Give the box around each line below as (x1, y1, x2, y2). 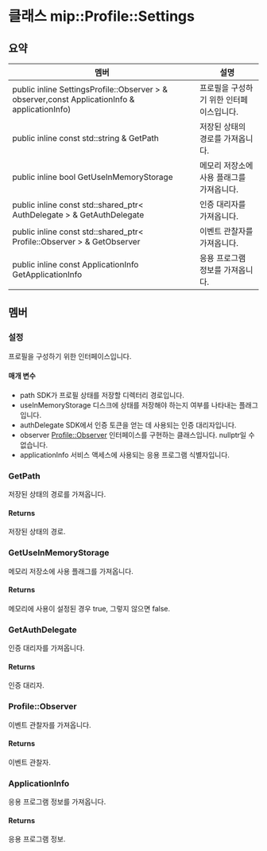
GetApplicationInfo (12, 269, 83, 279)
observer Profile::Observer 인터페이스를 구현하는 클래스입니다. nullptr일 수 (19, 430, 256, 439)
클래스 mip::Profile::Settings (8, 7, 195, 25)
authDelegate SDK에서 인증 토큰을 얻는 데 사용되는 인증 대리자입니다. (19, 420, 237, 430)
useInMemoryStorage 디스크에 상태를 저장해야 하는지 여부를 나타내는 (19, 400, 238, 410)
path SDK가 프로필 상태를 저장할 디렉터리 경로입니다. (19, 390, 185, 400)
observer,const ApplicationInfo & (12, 94, 135, 104)
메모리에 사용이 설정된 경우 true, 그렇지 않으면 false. (8, 603, 171, 613)
